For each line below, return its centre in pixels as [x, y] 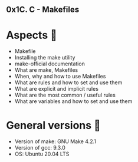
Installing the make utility [45, 58]
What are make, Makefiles [46, 70]
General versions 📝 [54, 125]
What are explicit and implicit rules [57, 89]
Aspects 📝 [32, 35]
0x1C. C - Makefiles [43, 10]
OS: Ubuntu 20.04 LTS [42, 154]
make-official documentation [50, 64]
